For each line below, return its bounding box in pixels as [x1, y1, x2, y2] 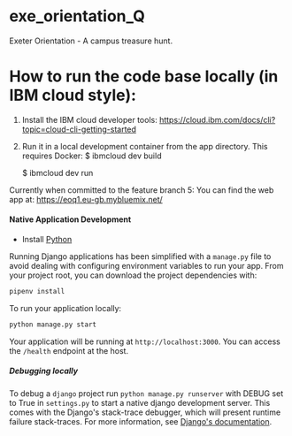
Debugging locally [9, 365, 78, 377]
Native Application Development [9, 214, 132, 225]
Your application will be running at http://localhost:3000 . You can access [9, 336, 280, 347]
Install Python [21, 234, 73, 245]
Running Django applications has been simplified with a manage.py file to [9, 251, 272, 262]
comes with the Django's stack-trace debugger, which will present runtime [9, 407, 281, 417]
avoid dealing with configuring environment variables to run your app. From [9, 261, 284, 272]
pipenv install [9, 287, 65, 296]
